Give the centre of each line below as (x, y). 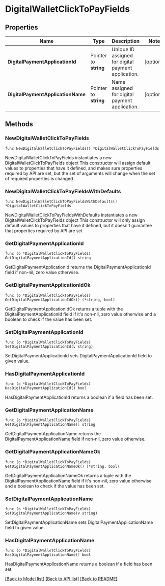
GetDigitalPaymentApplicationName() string (50, 425)
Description (126, 41)
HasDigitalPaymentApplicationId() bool (46, 388)
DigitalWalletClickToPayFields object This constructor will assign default (78, 163)
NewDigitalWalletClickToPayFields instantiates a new (58, 157)
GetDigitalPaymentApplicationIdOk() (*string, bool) (60, 300)
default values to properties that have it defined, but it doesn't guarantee (79, 225)
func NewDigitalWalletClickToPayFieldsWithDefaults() (61, 201)
